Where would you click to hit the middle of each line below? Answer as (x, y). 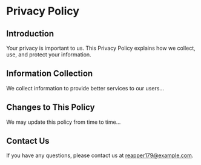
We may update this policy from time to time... (64, 122)
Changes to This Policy (51, 107)
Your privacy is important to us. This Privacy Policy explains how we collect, (101, 48)
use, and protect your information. (49, 55)
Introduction (30, 34)
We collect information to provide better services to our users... (85, 88)
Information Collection (50, 74)
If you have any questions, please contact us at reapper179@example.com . (100, 155)
